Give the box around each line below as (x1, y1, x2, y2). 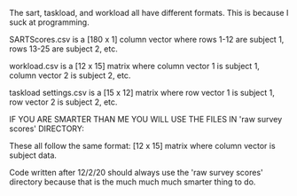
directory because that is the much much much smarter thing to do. (9, 176, 256, 187)
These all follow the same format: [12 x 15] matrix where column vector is (9, 141, 277, 151)
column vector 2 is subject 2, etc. (9, 70, 131, 81)
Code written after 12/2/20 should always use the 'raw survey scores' (9, 168, 263, 177)
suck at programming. (9, 17, 90, 27)
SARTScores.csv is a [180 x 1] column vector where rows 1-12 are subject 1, (9, 35, 285, 44)
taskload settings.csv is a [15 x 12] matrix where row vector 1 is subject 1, (9, 88, 275, 98)
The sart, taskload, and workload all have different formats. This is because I (9, 8, 289, 18)
